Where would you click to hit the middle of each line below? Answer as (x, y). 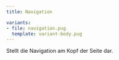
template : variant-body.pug (47, 34)
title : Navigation (29, 12)
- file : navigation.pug (36, 28)
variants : (19, 22)
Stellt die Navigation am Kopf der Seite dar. (60, 51)
